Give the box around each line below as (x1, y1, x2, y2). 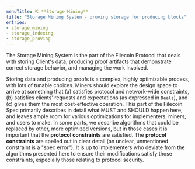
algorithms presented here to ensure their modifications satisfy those (6, 150, 172, 157)
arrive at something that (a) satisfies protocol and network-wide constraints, (6, 88, 190, 95)
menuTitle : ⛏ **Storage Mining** (6, 8, 89, 15)
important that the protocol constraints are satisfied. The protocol (6, 132, 166, 138)
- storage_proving (6, 36, 51, 42)
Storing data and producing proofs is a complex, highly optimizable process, (6, 75, 190, 82)
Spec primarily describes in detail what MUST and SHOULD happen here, (6, 106, 183, 113)
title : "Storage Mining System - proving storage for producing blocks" (6, 14, 187, 20)
